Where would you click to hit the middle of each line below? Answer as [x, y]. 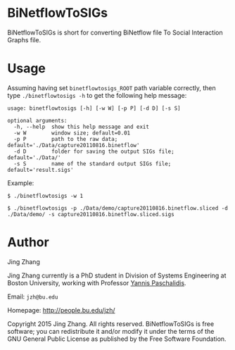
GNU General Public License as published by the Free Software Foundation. [117, 339]
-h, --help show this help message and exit [82, 127]
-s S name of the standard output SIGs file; [93, 163]
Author [28, 243]
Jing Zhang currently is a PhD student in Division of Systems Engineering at [117, 275]
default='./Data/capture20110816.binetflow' [74, 145]
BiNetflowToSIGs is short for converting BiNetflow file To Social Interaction [115, 32]
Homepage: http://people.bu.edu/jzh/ [61, 310]
